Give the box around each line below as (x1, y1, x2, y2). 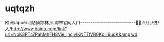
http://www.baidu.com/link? (11, 25, 67, 32)
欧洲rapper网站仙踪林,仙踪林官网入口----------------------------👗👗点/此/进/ (5, 20, 159, 25)
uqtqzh (5, 3, 35, 14)
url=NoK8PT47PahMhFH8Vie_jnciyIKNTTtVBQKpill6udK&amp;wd (5, 31, 138, 37)
